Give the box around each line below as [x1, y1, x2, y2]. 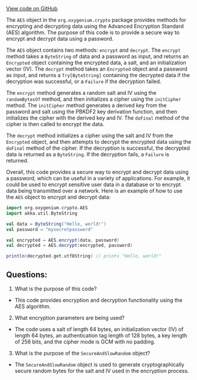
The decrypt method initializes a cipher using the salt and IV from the [6, 132, 173, 139]
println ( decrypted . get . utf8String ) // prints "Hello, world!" [6, 253, 162, 259]
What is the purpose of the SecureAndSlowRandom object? [14, 349, 151, 356]
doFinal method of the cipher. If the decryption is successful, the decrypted [6, 144, 190, 151]
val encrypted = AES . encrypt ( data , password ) [6, 237, 119, 243]
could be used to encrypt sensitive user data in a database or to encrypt [6, 181, 181, 188]
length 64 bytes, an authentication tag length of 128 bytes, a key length [14, 332, 188, 339]
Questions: [6, 269, 48, 279]
